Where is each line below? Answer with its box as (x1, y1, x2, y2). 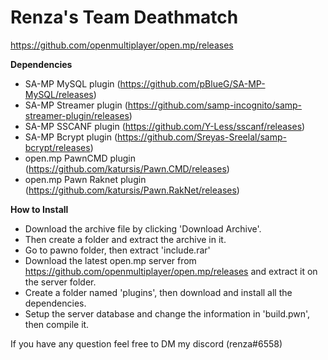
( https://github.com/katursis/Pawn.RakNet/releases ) (24, 184, 240, 196)
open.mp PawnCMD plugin (24, 152, 136, 164)
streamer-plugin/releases (24, 109, 130, 121)
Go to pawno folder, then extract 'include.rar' (24, 244, 211, 256)
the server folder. (24, 276, 97, 288)
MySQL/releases (24, 88, 94, 100)
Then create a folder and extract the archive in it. (24, 233, 227, 245)
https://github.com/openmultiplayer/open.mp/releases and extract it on (24, 265, 318, 277)
